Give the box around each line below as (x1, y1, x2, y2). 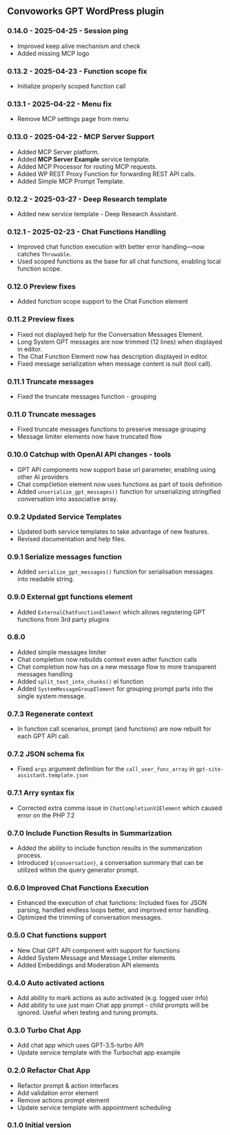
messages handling (17, 669, 73, 678)
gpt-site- (196, 766, 224, 773)
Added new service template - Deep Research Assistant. (17, 209, 178, 218)
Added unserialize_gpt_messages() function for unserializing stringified (17, 487, 221, 495)
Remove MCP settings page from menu (17, 115, 129, 123)
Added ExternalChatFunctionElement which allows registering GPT (17, 607, 206, 616)
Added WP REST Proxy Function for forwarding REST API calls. (17, 169, 196, 178)
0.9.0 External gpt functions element (7, 592, 133, 602)
